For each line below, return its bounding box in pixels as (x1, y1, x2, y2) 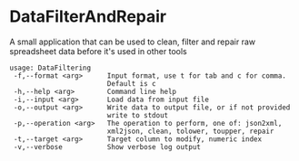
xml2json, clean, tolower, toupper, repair (106, 127, 274, 136)
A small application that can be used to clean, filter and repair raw (9, 36, 256, 47)
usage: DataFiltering (9, 63, 92, 72)
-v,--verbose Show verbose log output (13, 142, 202, 151)
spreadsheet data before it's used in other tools (9, 45, 188, 56)
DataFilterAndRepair (9, 6, 166, 27)
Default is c (106, 79, 156, 88)
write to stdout (106, 110, 169, 119)
